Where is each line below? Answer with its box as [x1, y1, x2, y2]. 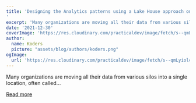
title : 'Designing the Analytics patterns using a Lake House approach [6, 8, 184, 15]
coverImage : [6, 30, 35, 36]
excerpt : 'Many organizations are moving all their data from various [6, 19, 181, 25]
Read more [6, 91, 33, 98]
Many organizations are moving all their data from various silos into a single [6, 73, 188, 80]
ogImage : [6, 52, 27, 58]
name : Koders [11, 41, 43, 47]
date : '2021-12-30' [6, 24, 54, 31]
